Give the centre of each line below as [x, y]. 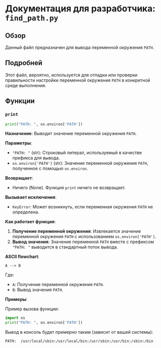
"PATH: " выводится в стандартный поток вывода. [65, 247]
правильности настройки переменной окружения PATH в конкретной [78, 80]
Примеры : [16, 299]
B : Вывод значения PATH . [38, 290]
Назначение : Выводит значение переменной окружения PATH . [71, 134]
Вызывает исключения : [31, 197]
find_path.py [32, 18]
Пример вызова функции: [32, 309]
